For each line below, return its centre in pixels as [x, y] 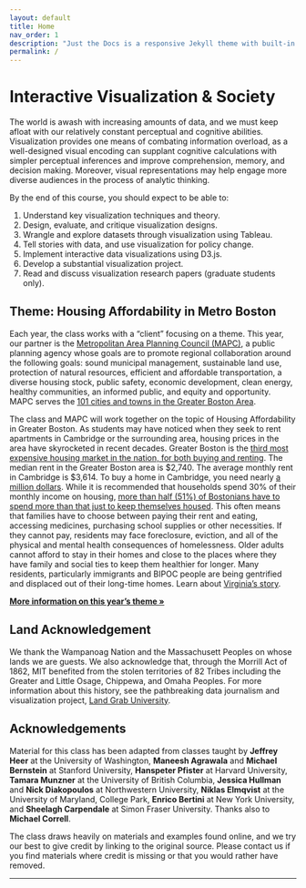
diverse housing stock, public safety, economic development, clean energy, [151, 382]
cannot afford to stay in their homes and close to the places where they [143, 554]
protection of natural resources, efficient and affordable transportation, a [146, 372]
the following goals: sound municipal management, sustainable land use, [146, 362]
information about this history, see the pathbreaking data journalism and [145, 690]
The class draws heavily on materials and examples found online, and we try [153, 836]
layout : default [40, 18]
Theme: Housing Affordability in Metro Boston [143, 312]
